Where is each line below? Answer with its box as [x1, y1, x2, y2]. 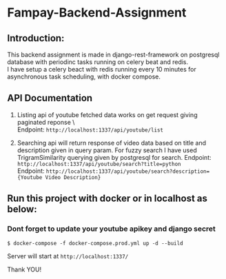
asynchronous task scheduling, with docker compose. [7, 72, 161, 81]
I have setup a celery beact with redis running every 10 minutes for [7, 65, 196, 73]
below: [7, 203, 37, 215]
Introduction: [7, 32, 65, 44]
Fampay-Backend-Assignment [7, 5, 187, 21]
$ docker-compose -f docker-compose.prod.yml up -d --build [7, 240, 184, 247]
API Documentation [7, 92, 93, 104]
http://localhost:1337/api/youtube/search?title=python [17, 161, 181, 167]
